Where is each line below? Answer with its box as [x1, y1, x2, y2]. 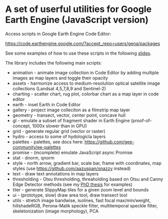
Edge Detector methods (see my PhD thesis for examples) [12, 181, 133, 187]
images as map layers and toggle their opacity [12, 75, 108, 81]
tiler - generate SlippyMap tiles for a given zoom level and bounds [12, 186, 149, 192]
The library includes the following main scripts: [5, 60, 102, 66]
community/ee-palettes [12, 144, 61, 150]
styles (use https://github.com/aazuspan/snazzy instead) [12, 165, 131, 171]
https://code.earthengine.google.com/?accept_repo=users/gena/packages [5, 40, 160, 46]
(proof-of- [130, 117, 152, 123]
